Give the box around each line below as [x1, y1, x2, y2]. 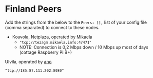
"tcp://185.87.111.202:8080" [5, 68, 64, 73]
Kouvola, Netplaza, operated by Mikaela [12, 34, 93, 40]
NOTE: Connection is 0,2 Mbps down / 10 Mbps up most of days [19, 44, 149, 50]
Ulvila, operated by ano [5, 59, 52, 64]
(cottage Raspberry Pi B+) [19, 49, 72, 55]
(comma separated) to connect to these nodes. [5, 24, 100, 30]
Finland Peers [5, 3, 62, 15]
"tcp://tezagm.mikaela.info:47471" [19, 40, 92, 45]
